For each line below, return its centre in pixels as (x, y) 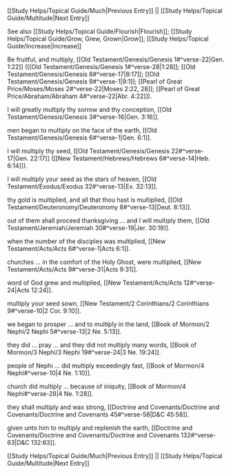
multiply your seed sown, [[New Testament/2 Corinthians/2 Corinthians (108, 303)
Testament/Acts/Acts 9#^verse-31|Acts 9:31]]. (72, 269)
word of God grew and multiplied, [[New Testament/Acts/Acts (95, 283)
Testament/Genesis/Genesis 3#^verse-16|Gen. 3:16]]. (83, 117)
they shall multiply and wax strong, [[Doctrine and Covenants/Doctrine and (113, 407)
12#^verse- (200, 283)
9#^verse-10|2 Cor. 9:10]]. (44, 311)
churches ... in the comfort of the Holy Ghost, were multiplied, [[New (104, 262)
